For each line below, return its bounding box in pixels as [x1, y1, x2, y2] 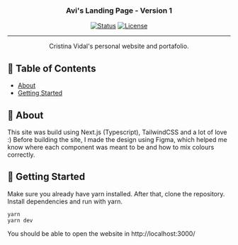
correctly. [7, 150, 35, 159]
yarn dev [7, 217, 33, 224]
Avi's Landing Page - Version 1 [66, 6, 172, 16]
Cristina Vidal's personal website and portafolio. [49, 42, 189, 51]
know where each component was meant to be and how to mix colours [7, 143, 215, 151]
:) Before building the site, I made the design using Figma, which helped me [7, 135, 228, 143]
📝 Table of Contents [7, 62, 96, 74]
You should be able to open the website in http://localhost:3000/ [7, 229, 195, 238]
